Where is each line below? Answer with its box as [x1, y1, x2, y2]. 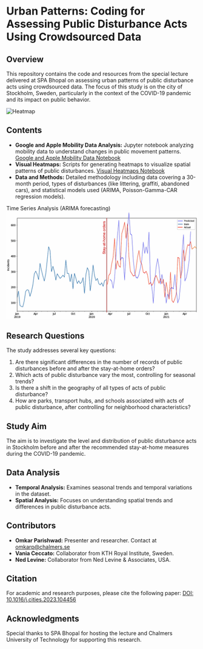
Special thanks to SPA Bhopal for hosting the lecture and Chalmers [6, 630, 173, 637]
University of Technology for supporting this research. [6, 636, 142, 644]
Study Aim [6, 421, 47, 431]
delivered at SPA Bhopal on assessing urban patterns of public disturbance [6, 77, 194, 84]
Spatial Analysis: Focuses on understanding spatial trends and [15, 496, 173, 504]
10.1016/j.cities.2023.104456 [6, 596, 76, 604]
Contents [6, 125, 42, 136]
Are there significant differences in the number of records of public [15, 359, 183, 366]
